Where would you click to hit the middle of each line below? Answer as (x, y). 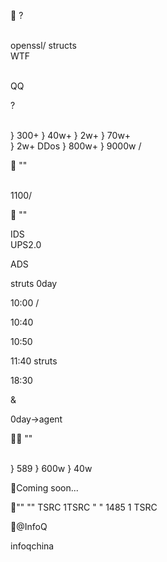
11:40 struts (34, 361)
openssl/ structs (43, 45)
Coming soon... (47, 488)
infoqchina (32, 546)
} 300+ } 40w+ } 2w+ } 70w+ (71, 135)
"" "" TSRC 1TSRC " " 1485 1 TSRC (87, 507)
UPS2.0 (26, 244)
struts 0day (34, 283)
